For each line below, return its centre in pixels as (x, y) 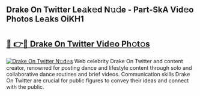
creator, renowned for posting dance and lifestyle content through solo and (99, 68)
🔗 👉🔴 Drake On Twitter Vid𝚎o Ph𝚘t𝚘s (78, 44)
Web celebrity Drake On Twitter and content (129, 61)
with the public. (25, 87)
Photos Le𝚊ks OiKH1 (45, 19)
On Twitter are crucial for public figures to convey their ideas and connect (98, 80)
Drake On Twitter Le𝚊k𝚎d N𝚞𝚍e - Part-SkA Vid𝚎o (100, 10)
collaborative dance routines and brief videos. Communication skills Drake (98, 74)
